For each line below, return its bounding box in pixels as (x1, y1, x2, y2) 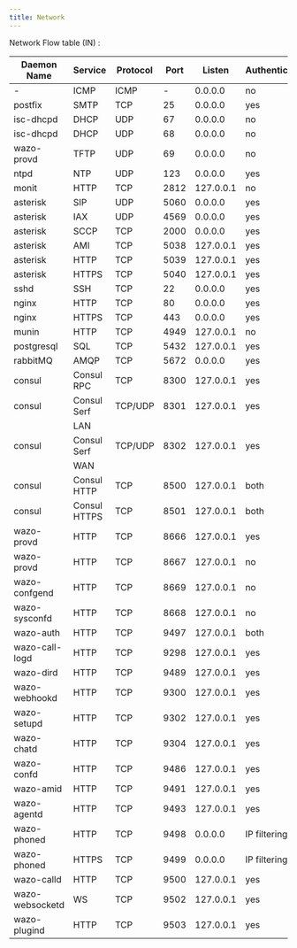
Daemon (20, 58, 57, 71)
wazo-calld (13, 873, 62, 885)
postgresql (13, 340, 58, 352)
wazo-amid (13, 782, 63, 795)
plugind (13, 924, 46, 936)
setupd (13, 717, 43, 729)
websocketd (13, 898, 65, 911)
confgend (13, 586, 55, 598)
